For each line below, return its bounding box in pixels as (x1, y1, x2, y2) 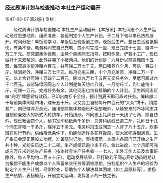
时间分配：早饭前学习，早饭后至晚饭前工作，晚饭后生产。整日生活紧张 (13, 39, 154, 45)
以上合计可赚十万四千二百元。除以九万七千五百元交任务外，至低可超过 (13, 75, 154, 81)
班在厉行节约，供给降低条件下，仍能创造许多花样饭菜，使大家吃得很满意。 (5, 130, 154, 136)
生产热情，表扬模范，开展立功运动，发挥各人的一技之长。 (5, 173, 120, 179)
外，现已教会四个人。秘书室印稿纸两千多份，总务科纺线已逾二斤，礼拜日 (5, 118, 149, 124)
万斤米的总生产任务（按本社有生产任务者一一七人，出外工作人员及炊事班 (13, 148, 158, 154)
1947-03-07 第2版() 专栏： (5, 16, 58, 22)
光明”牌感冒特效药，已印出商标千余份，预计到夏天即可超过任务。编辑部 (11, 93, 154, 99)
